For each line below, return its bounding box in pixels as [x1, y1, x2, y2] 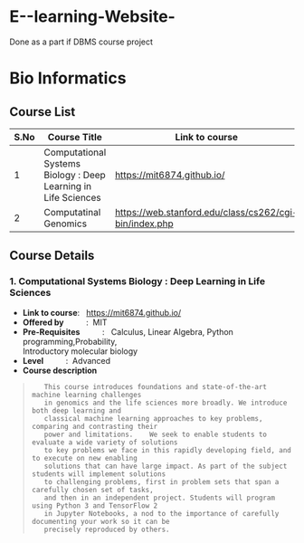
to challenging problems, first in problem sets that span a [43, 477, 280, 486]
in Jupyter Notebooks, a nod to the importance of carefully [43, 509, 280, 518]
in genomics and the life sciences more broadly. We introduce [43, 398, 288, 407]
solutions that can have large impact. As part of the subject [43, 462, 288, 471]
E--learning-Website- [9, 6, 176, 27]
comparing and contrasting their [31, 422, 158, 431]
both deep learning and [31, 405, 122, 415]
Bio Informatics [9, 68, 127, 89]
